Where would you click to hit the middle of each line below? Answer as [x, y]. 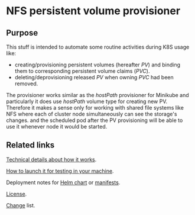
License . [17, 194]
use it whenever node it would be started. [57, 126]
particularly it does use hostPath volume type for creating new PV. [87, 101]
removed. [26, 84]
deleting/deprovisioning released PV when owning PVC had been [94, 77]
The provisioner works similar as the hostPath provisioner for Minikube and [97, 95]
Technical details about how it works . [51, 159]
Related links [30, 145]
